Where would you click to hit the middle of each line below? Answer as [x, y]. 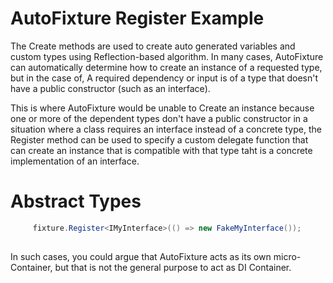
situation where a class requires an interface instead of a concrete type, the [166, 129]
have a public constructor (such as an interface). [110, 88]
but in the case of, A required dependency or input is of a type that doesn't [164, 78]
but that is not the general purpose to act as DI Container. [173, 267]
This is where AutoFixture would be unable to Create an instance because [162, 108]
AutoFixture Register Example [137, 18]
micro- [287, 256]
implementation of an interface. [75, 161]
